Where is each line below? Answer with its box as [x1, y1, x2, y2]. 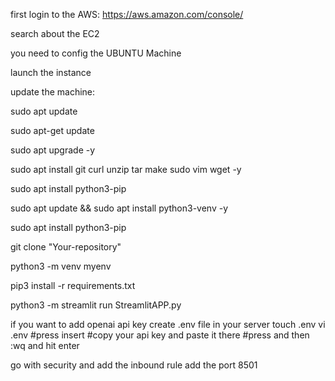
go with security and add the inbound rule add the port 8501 [10, 359, 258, 371]
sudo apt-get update [10, 125, 95, 136]
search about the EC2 [10, 28, 100, 39]
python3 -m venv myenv [10, 260, 112, 272]
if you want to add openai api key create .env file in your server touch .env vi [10, 319, 326, 330]
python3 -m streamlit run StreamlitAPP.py [10, 299, 182, 311]
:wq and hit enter [10, 340, 80, 351]
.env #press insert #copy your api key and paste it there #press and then [10, 329, 310, 341]
